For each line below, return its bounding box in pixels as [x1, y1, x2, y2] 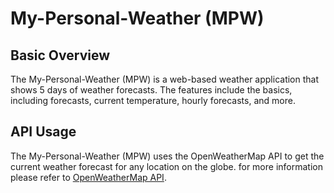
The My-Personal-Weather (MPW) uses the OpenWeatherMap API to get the [10, 150, 325, 162]
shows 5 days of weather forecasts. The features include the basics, [10, 84, 293, 96]
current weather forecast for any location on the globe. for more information [10, 160, 323, 172]
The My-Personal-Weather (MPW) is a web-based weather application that [10, 73, 320, 85]
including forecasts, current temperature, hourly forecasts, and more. [10, 95, 296, 106]
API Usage [10, 123, 77, 141]
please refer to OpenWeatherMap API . [10, 171, 167, 183]
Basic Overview [10, 47, 111, 64]
